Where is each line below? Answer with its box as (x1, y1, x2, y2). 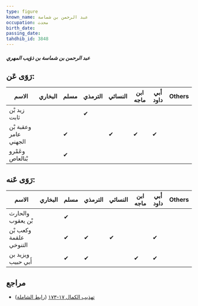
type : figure (6, 8, 38, 15)
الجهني (9, 138, 27, 146)
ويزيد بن (9, 251, 29, 259)
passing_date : (6, 31, 41, 36)
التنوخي (9, 241, 28, 249)
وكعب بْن (9, 226, 31, 234)
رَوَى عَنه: (6, 174, 35, 184)
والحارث (9, 209, 30, 218)
